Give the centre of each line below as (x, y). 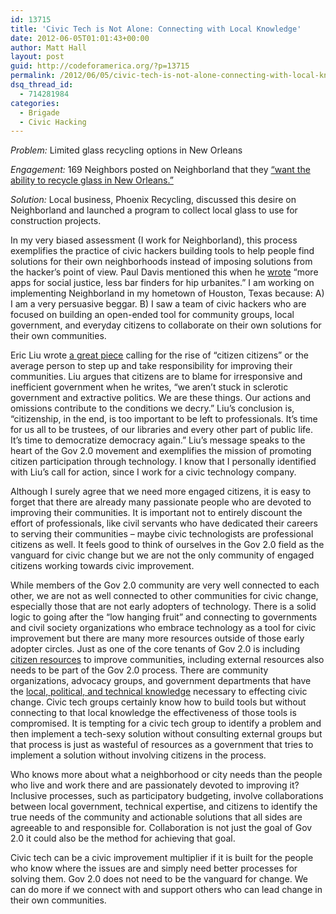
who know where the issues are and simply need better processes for (154, 868)
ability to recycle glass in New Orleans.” (92, 180)
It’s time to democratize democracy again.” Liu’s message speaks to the (158, 440)
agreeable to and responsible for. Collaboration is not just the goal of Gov (161, 828)
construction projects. (56, 221)
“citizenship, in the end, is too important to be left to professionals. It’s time (164, 419)
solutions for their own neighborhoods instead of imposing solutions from (161, 262)
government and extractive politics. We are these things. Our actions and (161, 398)
